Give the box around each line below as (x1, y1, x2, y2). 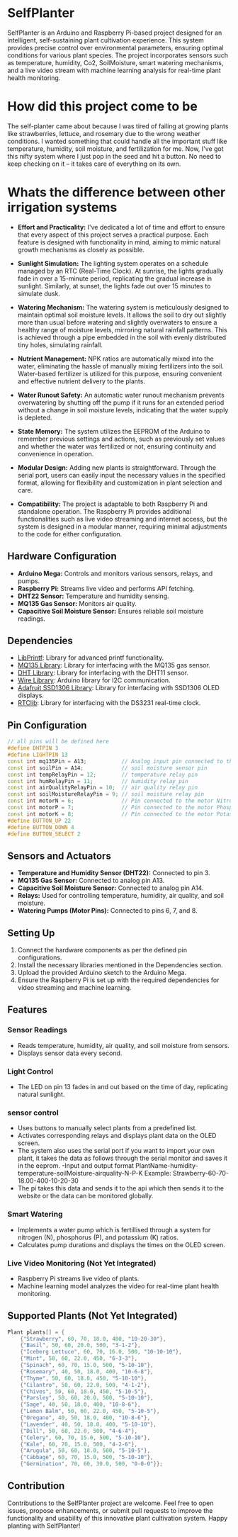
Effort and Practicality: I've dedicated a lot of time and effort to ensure (17, 223, 225, 231)
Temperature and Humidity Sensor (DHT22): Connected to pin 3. (17, 869, 210, 877)
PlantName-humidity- (135, 1161, 198, 1170)
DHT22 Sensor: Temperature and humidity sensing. (17, 592, 169, 600)
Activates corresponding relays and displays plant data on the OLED (17, 1132, 217, 1140)
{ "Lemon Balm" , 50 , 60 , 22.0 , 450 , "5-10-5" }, (20, 1408, 160, 1415)
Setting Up (7, 927, 55, 939)
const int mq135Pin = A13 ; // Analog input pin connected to (7, 758, 223, 765)
